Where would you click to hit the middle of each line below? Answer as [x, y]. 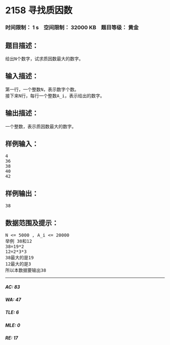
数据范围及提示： [32, 223]
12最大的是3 [18, 264]
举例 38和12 [19, 241]
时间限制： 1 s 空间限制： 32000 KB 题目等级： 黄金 [72, 27]
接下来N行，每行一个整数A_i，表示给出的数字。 [55, 96]
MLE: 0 [13, 325]
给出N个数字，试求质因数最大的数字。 [44, 59]
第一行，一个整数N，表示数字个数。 [42, 89]
